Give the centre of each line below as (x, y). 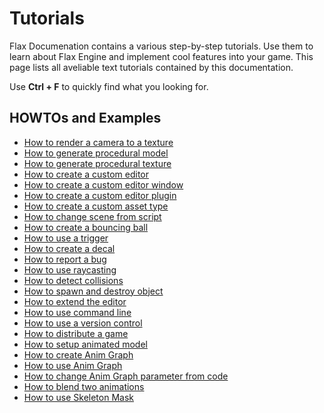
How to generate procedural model (96, 153)
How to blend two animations (84, 386)
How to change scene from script (92, 216)
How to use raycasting (70, 269)
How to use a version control (83, 323)
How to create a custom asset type (96, 206)
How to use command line (77, 312)
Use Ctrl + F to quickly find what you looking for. (109, 86)
